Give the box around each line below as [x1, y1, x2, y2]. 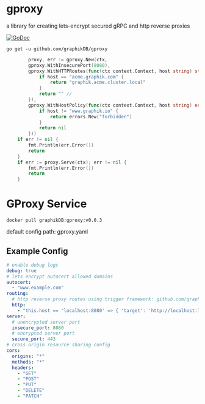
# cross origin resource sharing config [6, 342, 111, 348]
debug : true [6, 267, 37, 274]
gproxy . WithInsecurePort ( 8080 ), [28, 62, 111, 69]
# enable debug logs [6, 262, 59, 268]
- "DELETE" [17, 387, 45, 394]
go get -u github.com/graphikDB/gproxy [6, 45, 108, 52]
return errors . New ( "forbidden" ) [49, 113, 132, 120]
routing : [6, 291, 29, 297]
